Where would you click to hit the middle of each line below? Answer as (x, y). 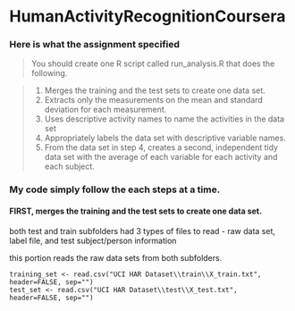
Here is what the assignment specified (95, 45)
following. (49, 73)
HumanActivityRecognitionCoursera (147, 17)
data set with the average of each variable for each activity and (161, 157)
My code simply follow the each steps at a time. (115, 189)
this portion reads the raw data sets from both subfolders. (116, 257)
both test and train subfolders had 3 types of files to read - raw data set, (142, 231)
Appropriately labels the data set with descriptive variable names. (165, 138)
